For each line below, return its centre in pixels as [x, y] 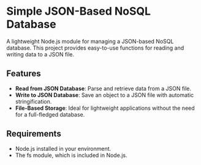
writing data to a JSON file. [40, 54]
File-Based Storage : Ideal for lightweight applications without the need [105, 108]
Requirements [34, 134]
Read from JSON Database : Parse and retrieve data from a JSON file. [103, 88]
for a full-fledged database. [50, 114]
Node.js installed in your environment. [63, 148]
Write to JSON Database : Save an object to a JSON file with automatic [104, 95]
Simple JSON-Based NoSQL [79, 11]
